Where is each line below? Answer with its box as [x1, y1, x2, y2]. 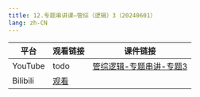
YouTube [12, 60, 45, 71]
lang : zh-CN [8, 19, 48, 27]
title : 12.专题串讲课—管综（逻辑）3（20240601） [8, 11, 156, 20]
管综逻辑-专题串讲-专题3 [92, 61, 188, 72]
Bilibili [12, 75, 34, 86]
